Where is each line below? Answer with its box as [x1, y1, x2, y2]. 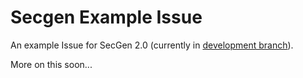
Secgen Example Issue [10, 6, 203, 29]
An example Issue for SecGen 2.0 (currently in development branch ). [10, 39, 294, 51]
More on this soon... [10, 58, 93, 70]
